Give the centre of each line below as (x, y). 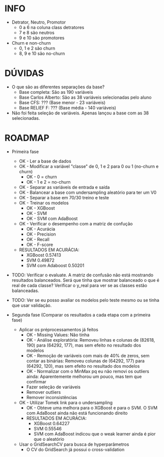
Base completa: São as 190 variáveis (56, 92)
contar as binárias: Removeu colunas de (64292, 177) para (85, 361)
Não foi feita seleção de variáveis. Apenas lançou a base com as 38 (80, 113)
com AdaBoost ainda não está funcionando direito (77, 413)
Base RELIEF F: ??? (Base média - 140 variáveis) (68, 108)
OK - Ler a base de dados (45, 161)
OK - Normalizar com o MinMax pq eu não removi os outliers (88, 371)
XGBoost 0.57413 (44, 255)
